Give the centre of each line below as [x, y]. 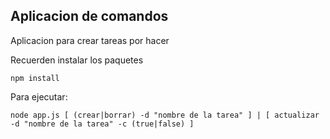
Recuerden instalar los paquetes [77, 60]
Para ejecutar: [39, 96]
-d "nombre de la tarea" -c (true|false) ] [102, 124]
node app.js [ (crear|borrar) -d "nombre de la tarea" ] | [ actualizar [165, 115]
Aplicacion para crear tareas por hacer [90, 40]
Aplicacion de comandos [89, 16]
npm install [35, 78]
